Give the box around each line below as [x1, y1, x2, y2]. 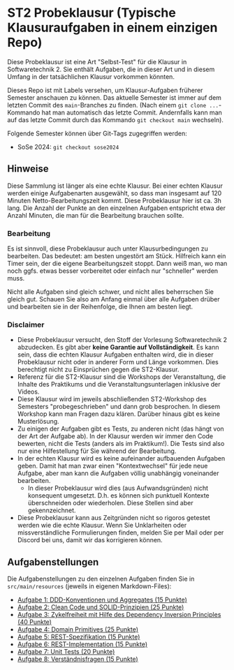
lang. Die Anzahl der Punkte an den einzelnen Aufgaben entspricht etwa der [7, 204, 226, 212]
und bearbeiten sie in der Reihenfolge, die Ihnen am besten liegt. [7, 302, 193, 311]
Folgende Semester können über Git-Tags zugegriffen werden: [7, 129, 187, 137]
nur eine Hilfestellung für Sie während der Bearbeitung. [17, 447, 177, 455]
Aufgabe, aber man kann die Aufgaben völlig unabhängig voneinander [17, 469, 219, 477]
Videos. [17, 387, 40, 396]
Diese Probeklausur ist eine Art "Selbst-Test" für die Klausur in [7, 57, 187, 66]
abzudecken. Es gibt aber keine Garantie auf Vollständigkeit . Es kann [17, 343, 219, 352]
